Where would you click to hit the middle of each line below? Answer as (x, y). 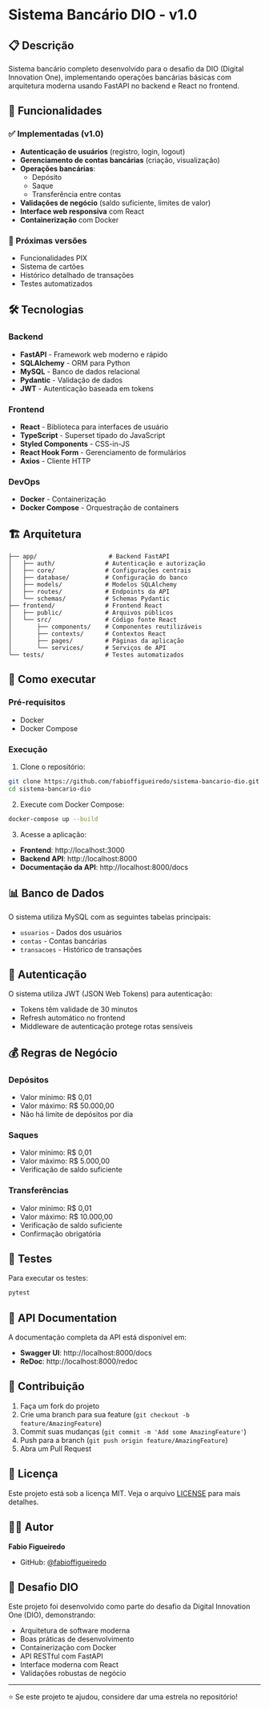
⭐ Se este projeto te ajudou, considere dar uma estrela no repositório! (123, 1697)
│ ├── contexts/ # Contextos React (87, 634)
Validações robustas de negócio (73, 1674)
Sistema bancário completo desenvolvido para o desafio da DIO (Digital (126, 69)
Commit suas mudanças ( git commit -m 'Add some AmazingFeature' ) (133, 1431)
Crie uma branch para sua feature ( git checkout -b (104, 1414)
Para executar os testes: (48, 1278)
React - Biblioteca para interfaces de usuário (94, 427)
